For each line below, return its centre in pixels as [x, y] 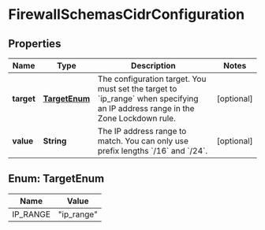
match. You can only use [143, 141]
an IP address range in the [146, 108]
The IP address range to [142, 131]
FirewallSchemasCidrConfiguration [127, 15]
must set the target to [137, 89]
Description [153, 66]
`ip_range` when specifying [148, 98]
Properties [35, 44]
